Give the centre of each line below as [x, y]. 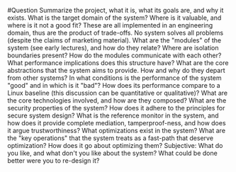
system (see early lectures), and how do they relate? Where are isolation [113, 48]
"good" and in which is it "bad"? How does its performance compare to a [114, 85]
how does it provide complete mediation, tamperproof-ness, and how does [117, 123]
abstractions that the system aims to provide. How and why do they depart [116, 70]
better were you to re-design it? [54, 161]
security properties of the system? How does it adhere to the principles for [116, 108]
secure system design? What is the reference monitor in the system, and [113, 115]
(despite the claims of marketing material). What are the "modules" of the [114, 40]
